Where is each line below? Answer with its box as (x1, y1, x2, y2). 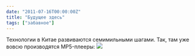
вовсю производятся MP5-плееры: (6, 43, 95, 51)
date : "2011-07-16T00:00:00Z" (6, 8, 81, 15)
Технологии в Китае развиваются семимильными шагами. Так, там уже (6, 36, 190, 43)
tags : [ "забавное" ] (6, 20, 55, 26)
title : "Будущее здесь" (6, 14, 65, 20)
